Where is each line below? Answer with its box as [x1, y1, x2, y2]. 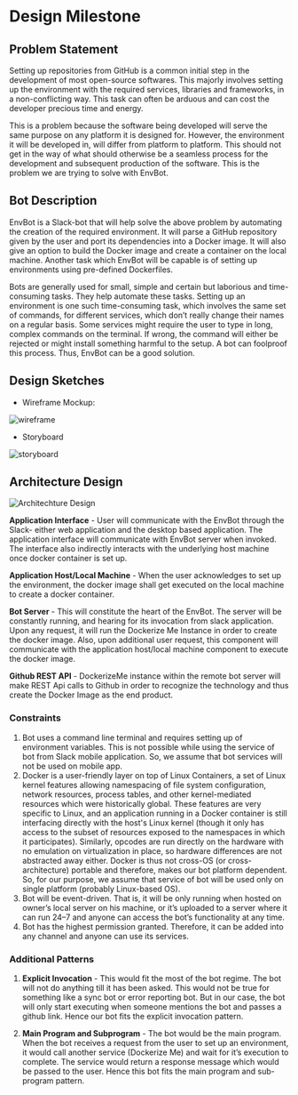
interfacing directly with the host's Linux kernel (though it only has [21, 817, 264, 828]
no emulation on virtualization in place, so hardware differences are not [21, 845, 283, 856]
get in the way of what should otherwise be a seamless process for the [9, 149, 269, 159]
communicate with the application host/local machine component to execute [9, 644, 289, 655]
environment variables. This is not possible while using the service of [21, 741, 275, 753]
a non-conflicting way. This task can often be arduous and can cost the [9, 93, 271, 104]
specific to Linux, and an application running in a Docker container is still [21, 808, 288, 818]
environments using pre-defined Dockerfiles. [9, 264, 174, 275]
